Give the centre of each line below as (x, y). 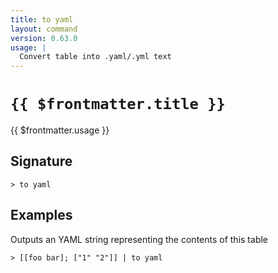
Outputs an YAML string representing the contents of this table (139, 239)
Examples (41, 215)
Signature (41, 161)
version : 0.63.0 (44, 38)
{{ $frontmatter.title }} (118, 104)
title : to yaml (42, 19)
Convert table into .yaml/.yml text (95, 57)
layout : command (44, 29)
